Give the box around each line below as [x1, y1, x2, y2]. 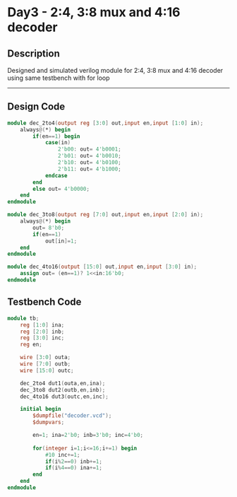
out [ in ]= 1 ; [44, 238, 78, 245]
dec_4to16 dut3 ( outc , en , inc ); [20, 393, 109, 400]
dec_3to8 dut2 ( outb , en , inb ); [20, 386, 106, 393]
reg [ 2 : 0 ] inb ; [20, 328, 65, 335]
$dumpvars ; [32, 419, 65, 426]
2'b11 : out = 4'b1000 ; [57, 165, 121, 173]
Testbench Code [7, 296, 82, 308]
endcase [44, 172, 68, 179]
